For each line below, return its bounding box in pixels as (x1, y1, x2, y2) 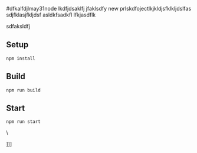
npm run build (6, 87, 41, 93)
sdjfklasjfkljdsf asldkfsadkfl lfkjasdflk (6, 11, 96, 18)
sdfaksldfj (6, 23, 31, 30)
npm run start (6, 119, 41, 125)
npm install (6, 56, 35, 61)
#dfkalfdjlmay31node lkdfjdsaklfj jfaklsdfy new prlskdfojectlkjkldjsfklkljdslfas (6, 5, 192, 12)
